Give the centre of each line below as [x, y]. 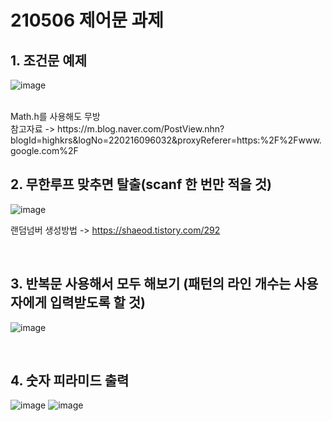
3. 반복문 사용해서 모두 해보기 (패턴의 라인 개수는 [151, 284]
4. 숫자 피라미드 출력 [70, 381]
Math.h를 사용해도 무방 [55, 116]
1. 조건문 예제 [48, 60]
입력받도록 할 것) [98, 302]
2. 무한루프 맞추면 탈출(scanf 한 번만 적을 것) [141, 184]
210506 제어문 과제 [87, 20]
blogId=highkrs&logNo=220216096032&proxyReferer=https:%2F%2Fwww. [166, 140]
